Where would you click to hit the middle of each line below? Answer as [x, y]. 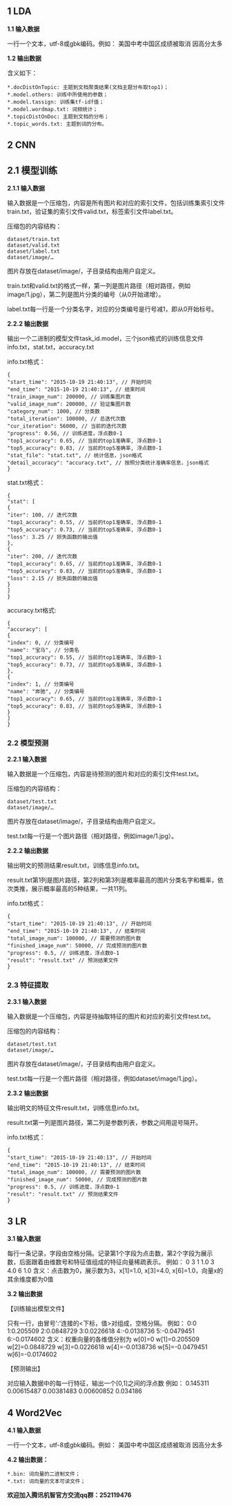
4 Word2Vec [35, 1412]
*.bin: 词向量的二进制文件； [44, 1474]
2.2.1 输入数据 [27, 760]
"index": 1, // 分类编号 [41, 684]
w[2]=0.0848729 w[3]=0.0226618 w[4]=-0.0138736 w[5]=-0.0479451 [107, 1347]
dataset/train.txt [33, 240]
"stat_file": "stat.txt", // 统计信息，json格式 [75, 456]
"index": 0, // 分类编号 [41, 643]
